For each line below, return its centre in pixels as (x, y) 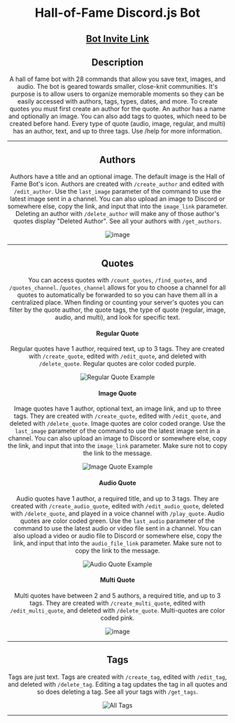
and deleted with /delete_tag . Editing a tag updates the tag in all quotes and (117, 684)
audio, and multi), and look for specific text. (117, 317)
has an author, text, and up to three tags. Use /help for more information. (117, 131)
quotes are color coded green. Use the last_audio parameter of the (117, 521)
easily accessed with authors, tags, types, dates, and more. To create (117, 101)
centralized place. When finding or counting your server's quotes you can (117, 303)
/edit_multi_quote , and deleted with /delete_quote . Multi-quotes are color (117, 610)
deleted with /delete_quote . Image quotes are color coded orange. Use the (117, 424)
